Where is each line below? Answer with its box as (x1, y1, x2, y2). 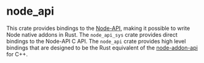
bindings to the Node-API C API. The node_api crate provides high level (6, 37, 186, 45)
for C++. (6, 50, 28, 57)
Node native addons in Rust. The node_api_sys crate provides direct (6, 31, 178, 38)
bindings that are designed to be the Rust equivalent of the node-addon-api (6, 44, 198, 51)
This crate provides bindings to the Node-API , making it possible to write (6, 24, 190, 32)
